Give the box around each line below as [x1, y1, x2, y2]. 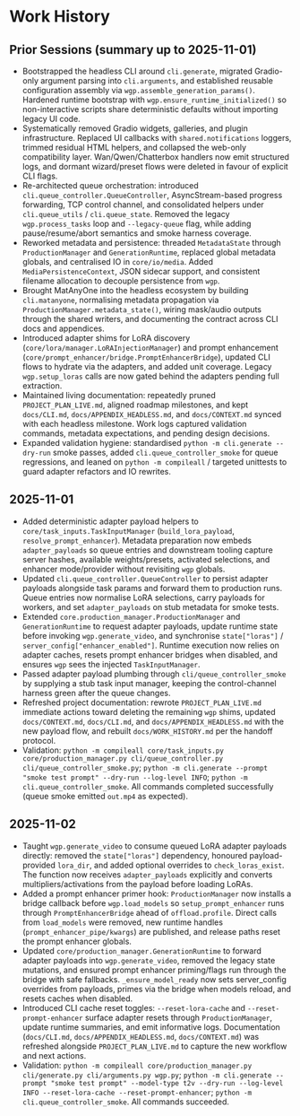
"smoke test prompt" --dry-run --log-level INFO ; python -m [21, 772, 248, 782]
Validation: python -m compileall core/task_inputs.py [21, 745, 224, 755]
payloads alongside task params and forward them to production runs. [21, 582, 283, 593]
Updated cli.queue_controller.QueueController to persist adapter [21, 572, 269, 584]
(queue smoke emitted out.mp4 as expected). [21, 790, 188, 801]
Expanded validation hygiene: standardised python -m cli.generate [21, 438, 272, 448]
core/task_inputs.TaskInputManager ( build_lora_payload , [21, 525, 235, 536]
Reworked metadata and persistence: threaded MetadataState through [21, 238, 282, 248]
